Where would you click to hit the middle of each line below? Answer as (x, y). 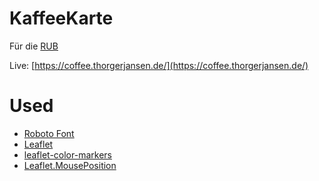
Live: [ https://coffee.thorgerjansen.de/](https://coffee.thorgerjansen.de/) (159, 65)
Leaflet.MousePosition (70, 165)
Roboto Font (49, 133)
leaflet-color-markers (67, 154)
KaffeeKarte (61, 18)
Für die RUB (34, 46)
